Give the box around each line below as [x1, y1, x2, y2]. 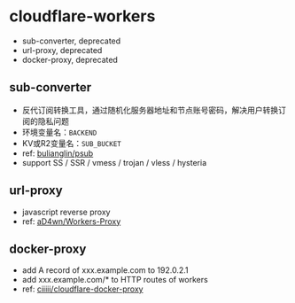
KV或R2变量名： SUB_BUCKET [21, 137, 122, 148]
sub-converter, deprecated [21, 35, 121, 46]
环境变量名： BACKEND [21, 127, 97, 137]
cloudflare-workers [9, 6, 156, 27]
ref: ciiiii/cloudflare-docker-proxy [21, 284, 144, 294]
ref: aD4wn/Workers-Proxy [21, 215, 121, 227]
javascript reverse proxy [21, 206, 111, 217]
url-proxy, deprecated [21, 44, 103, 55]
